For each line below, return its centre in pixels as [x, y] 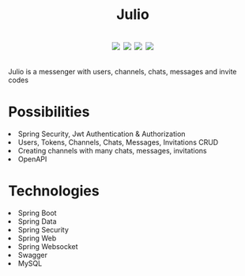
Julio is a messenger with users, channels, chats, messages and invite [122, 72]
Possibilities [49, 112]
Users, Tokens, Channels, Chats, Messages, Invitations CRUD [119, 142]
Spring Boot [38, 213]
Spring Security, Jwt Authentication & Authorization [102, 134]
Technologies [54, 191]
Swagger [33, 255]
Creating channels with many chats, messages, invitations [113, 151]
